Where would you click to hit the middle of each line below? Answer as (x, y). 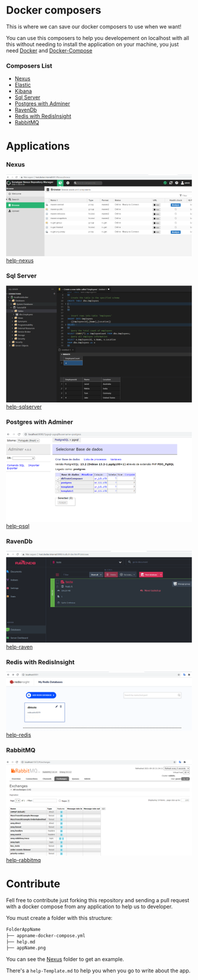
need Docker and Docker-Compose (49, 50)
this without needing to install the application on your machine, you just (93, 44)
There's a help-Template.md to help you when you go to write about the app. (98, 971)
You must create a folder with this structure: (60, 918)
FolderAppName (24, 929)
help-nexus (20, 260)
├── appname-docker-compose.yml (46, 936)
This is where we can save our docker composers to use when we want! (94, 27)
